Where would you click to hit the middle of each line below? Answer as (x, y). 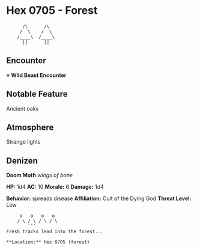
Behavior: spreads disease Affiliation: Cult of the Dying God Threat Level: (99, 198)
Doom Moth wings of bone (40, 175)
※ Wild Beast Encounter (36, 75)
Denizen (22, 161)
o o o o (37, 216)
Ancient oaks (23, 108)
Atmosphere (30, 127)
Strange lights (23, 142)
